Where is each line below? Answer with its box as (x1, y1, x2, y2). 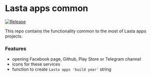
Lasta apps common (5, 3, 89, 14)
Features (5, 45, 27, 52)
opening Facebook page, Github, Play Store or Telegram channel (12, 56, 141, 62)
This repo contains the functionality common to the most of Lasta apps (5, 28, 147, 34)
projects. (5, 33, 23, 39)
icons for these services (12, 61, 60, 67)
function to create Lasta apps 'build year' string (12, 66, 111, 72)
